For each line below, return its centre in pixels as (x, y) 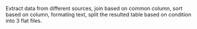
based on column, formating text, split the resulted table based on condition (98, 14)
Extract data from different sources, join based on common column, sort (94, 8)
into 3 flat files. (24, 21)
